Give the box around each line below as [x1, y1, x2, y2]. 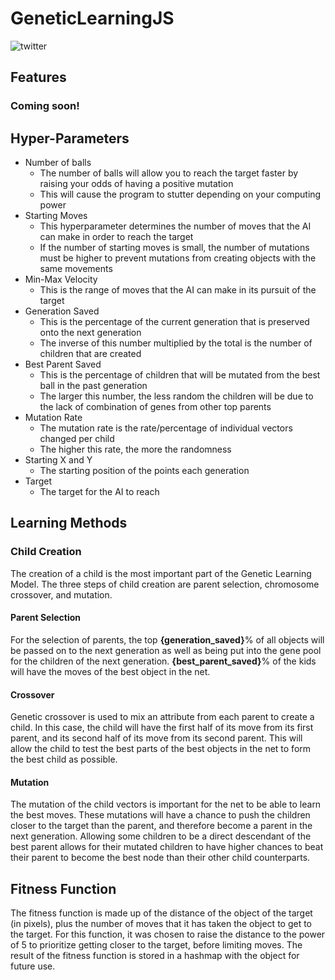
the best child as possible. [10, 753, 118, 766]
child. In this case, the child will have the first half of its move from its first [10, 722, 314, 734]
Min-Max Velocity [24, 273, 98, 286]
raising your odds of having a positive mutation [39, 178, 234, 190]
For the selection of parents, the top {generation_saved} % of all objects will [10, 633, 325, 646]
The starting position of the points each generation [39, 465, 250, 477]
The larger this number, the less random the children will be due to [39, 390, 314, 402]
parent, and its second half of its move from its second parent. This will [10, 732, 303, 744]
